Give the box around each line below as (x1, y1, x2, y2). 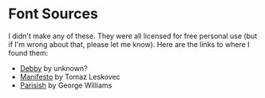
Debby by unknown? (19, 63, 88, 73)
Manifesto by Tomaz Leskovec (19, 72, 121, 81)
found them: (8, 48, 49, 57)
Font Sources (8, 5, 98, 23)
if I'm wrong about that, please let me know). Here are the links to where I (8, 39, 250, 49)
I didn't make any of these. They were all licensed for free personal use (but (8, 31, 258, 41)
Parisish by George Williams (19, 80, 113, 90)
